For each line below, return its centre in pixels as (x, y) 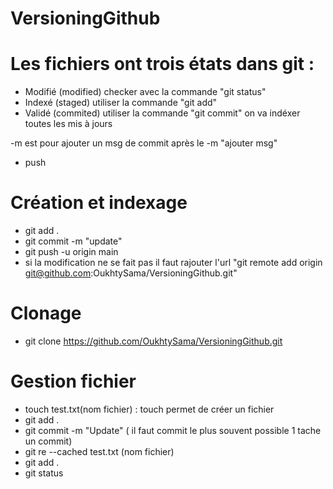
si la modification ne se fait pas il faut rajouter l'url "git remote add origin (173, 263)
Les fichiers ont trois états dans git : (162, 64)
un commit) (48, 441)
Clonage (46, 313)
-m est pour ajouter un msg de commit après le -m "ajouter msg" (144, 143)
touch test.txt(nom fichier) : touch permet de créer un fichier (149, 409)
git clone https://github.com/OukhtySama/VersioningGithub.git (153, 341)
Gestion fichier (73, 381)
